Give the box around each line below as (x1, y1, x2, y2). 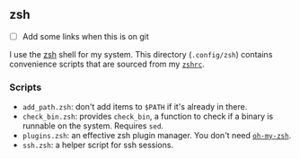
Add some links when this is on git (22, 31, 150, 41)
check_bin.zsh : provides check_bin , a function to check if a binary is (22, 111, 274, 122)
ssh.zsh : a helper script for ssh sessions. (22, 139, 173, 151)
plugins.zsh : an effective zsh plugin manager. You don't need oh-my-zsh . (22, 130, 292, 141)
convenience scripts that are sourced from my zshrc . (9, 58, 205, 69)
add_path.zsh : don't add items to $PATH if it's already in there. (22, 102, 248, 112)
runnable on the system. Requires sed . (22, 120, 164, 131)
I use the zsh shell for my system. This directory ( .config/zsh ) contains (9, 49, 273, 59)
